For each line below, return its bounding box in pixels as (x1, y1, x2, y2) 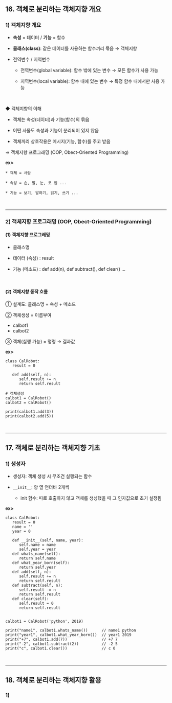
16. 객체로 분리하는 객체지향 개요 (5, 5, 101, 14)
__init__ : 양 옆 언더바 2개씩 (12, 484, 70, 490)
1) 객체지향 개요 (5, 22, 41, 29)
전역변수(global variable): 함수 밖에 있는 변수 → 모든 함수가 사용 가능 (20, 67, 159, 73)
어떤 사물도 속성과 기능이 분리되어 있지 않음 (12, 127, 99, 133)
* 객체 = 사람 (5, 170, 31, 175)
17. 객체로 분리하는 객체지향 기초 (5, 444, 101, 452)
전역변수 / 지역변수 (12, 56, 50, 62)
